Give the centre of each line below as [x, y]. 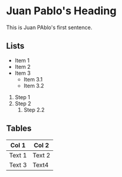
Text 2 [41, 155]
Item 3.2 [34, 86]
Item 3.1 [33, 79]
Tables [19, 129]
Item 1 [22, 60]
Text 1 [18, 155]
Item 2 [23, 67]
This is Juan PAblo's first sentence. [49, 27]
